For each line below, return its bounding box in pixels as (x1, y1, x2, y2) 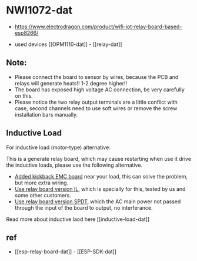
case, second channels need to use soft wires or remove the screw (14, 104, 178, 112)
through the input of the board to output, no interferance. (14, 204, 153, 211)
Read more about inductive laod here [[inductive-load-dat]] (6, 216, 150, 223)
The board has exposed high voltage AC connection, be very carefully (14, 86, 185, 93)
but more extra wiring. (14, 179, 69, 186)
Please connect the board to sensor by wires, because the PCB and (14, 73, 179, 80)
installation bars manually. (14, 111, 78, 118)
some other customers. (14, 191, 72, 199)
